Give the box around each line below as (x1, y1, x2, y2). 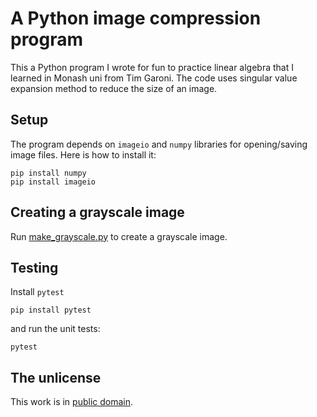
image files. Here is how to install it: (10, 148, 157, 161)
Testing (10, 259, 59, 276)
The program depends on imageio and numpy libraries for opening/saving (10, 138, 308, 150)
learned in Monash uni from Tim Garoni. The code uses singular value (10, 72, 298, 84)
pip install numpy (10, 168, 87, 178)
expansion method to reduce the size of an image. (10, 82, 218, 94)
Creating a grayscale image (10, 204, 185, 221)
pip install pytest (10, 305, 92, 316)
